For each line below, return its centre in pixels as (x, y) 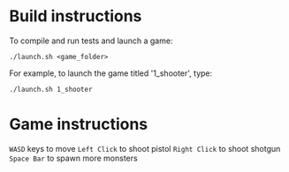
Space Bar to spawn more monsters (74, 158)
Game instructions (79, 124)
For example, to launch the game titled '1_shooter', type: (111, 73)
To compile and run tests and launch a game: (91, 41)
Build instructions (76, 16)
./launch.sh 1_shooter (51, 89)
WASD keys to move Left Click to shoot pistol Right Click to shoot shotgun (145, 148)
